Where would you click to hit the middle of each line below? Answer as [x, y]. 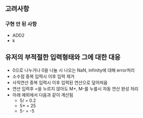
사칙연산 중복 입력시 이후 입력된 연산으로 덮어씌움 [60, 82]
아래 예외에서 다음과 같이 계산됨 [43, 95]
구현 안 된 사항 [21, 24]
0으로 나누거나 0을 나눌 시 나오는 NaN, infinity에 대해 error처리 [73, 70]
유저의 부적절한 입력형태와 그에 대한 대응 [63, 58]
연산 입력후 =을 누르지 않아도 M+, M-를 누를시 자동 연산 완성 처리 [75, 88]
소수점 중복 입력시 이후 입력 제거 [43, 76]
